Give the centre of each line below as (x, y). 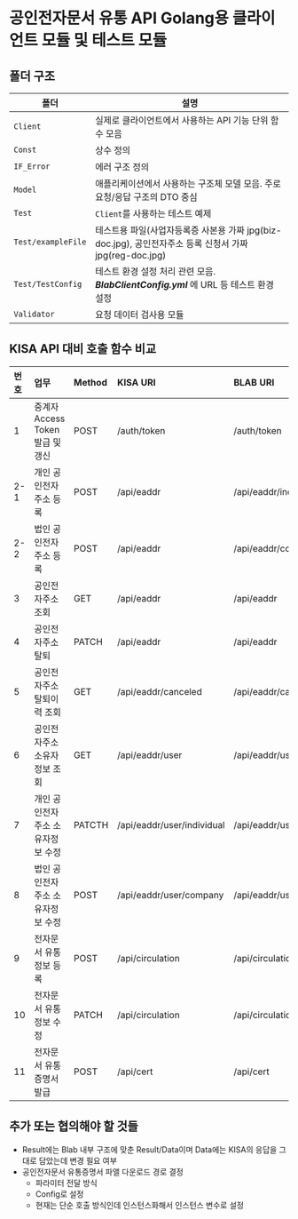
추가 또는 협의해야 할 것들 (74, 1126)
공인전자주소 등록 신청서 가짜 (191, 243)
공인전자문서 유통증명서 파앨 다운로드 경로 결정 (102, 1171)
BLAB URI (254, 382)
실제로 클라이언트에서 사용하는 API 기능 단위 (181, 120)
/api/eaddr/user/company (170, 895)
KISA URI (136, 382)
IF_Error (32, 167)
